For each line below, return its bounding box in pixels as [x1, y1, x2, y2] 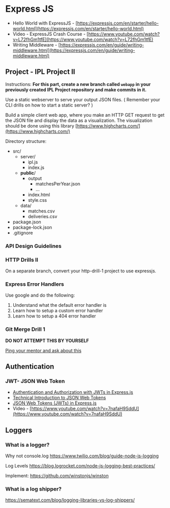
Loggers [5, 426, 33, 434]
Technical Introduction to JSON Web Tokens [12, 395, 106, 401]
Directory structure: [5, 138, 47, 144]
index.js [28, 164, 44, 171]
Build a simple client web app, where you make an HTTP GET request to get [5, 112, 165, 118]
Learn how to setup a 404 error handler [12, 313, 96, 319]
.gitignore [12, 229, 33, 236]
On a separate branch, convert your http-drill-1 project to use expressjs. [5, 267, 157, 274]
